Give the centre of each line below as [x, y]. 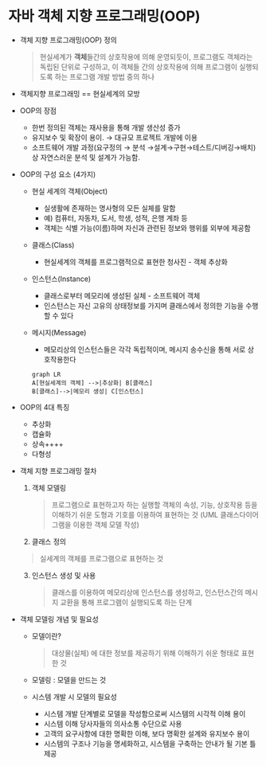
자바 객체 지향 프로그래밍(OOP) [104, 16]
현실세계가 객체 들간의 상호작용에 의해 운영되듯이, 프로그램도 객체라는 [146, 57]
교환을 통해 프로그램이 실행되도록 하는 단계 [126, 602]
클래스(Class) [53, 244]
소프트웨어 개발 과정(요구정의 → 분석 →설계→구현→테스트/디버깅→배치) [144, 147]
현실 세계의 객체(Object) [70, 191]
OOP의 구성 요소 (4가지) [58, 174]
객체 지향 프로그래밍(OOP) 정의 [68, 40]
